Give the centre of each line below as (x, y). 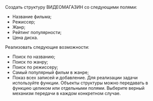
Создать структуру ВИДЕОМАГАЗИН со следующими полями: (71, 7)
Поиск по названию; (34, 57)
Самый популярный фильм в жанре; (50, 72)
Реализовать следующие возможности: (47, 47)
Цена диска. (25, 37)
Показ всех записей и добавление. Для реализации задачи (75, 78)
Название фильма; (32, 17)
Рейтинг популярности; (37, 32)
